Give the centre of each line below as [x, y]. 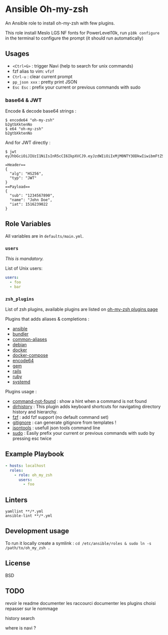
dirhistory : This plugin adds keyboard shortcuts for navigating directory [86, 407]
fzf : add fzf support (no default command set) [60, 417]
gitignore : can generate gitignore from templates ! [64, 423]
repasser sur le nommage [32, 608]
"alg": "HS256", [26, 174]
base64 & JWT [23, 100]
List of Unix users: [24, 268]
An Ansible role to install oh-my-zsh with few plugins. [60, 23]
